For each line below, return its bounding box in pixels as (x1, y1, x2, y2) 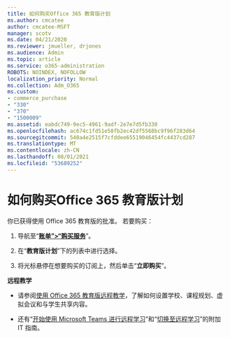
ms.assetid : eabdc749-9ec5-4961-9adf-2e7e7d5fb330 (7, 120, 158, 128)
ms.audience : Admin (7, 50, 64, 57)
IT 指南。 (17, 323, 44, 332)
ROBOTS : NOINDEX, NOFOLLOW (7, 69, 86, 76)
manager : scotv (7, 29, 52, 37)
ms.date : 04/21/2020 (7, 36, 68, 43)
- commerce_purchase (7, 95, 68, 102)
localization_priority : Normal (7, 75, 99, 83)
